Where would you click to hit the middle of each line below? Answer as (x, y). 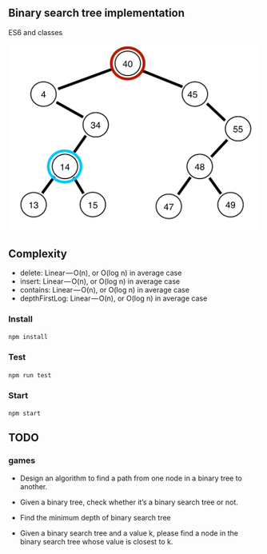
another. (34, 486)
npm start (25, 414)
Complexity (38, 254)
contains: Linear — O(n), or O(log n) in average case (105, 290)
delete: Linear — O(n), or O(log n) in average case (101, 273)
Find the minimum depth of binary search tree (96, 517)
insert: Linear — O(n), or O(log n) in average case (100, 281)
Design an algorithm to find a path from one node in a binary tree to (131, 478)
